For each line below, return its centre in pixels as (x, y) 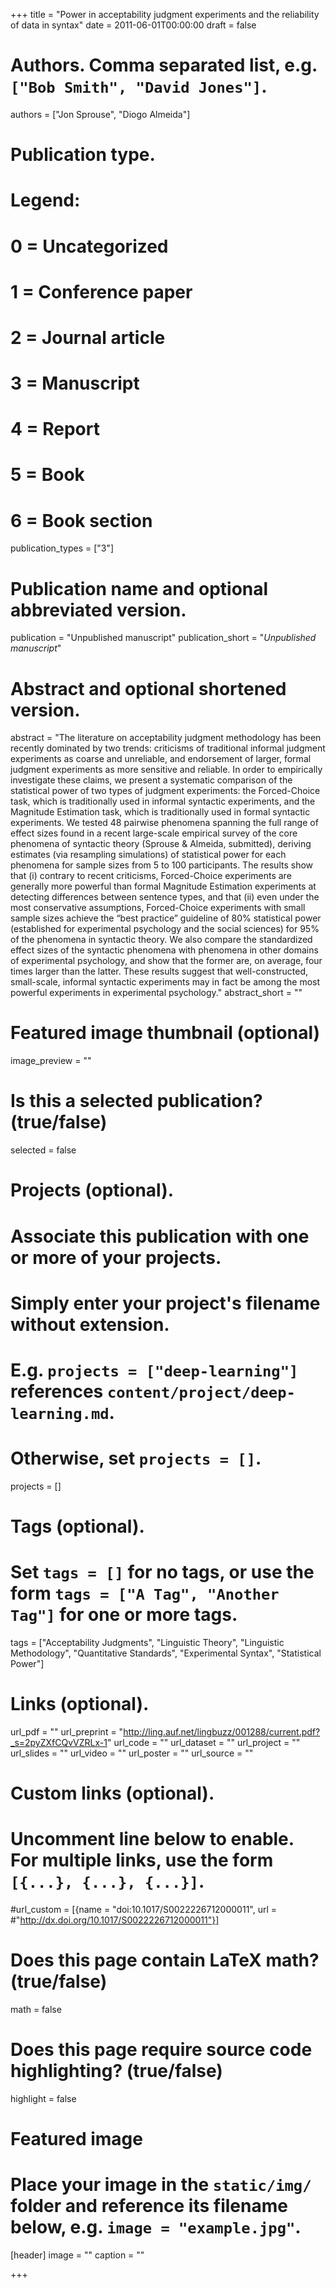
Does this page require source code (161, 2050)
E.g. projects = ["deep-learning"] (154, 1370)
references (57, 1391)
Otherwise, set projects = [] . (136, 1458)
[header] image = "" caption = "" (77, 2255)
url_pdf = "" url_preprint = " (67, 1731)
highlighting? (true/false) (116, 2071)
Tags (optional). (77, 1526)
